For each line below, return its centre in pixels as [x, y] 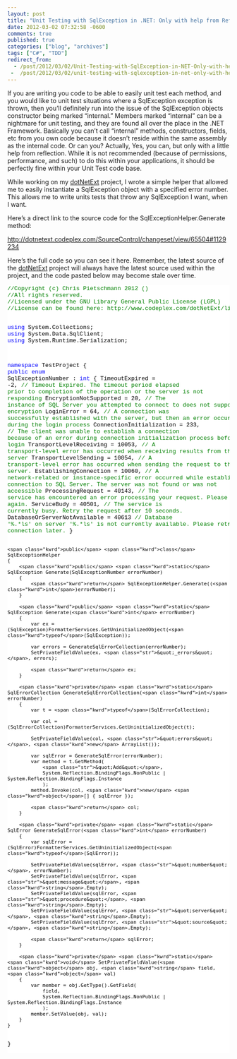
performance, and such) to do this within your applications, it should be [111, 160]
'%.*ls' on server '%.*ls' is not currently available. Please [111, 524]
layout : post [26, 14]
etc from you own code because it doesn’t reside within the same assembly [117, 138]
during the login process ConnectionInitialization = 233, [104, 425]
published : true [31, 40]
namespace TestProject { [47, 365]
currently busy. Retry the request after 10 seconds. [95, 511]
